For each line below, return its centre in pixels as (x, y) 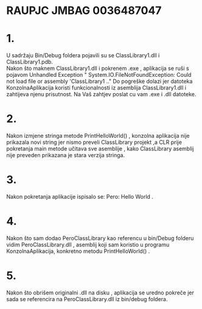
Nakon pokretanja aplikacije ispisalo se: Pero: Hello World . (80, 197)
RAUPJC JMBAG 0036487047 (84, 11)
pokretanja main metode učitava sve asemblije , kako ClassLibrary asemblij (100, 149)
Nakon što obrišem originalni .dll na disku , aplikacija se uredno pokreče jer (100, 293)
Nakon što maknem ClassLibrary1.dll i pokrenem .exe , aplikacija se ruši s (98, 68)
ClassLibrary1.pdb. (30, 62)
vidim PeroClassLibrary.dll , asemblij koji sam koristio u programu (88, 244)
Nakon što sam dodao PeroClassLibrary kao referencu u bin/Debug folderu (100, 238)
